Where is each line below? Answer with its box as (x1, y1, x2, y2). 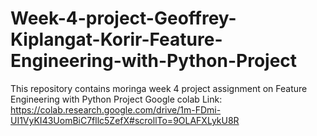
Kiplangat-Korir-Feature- (10, 28, 223, 51)
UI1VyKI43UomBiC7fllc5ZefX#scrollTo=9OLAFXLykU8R (10, 114, 240, 126)
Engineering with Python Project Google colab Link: (10, 93, 223, 105)
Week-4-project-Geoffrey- (10, 7, 237, 30)
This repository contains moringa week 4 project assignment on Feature (10, 82, 308, 94)
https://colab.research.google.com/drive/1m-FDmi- (10, 103, 222, 116)
